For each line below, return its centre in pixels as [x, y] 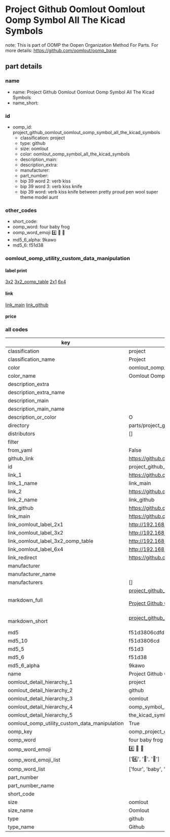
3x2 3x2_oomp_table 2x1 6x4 [36, 282]
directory [18, 425]
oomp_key [20, 732]
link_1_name [23, 483]
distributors [22, 434]
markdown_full [25, 600]
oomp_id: [22, 127]
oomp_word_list [27, 769]
